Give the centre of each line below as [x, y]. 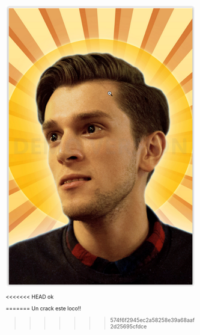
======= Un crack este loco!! [44, 308]
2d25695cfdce [129, 326]
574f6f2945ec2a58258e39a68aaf [153, 320]
